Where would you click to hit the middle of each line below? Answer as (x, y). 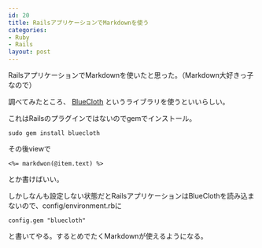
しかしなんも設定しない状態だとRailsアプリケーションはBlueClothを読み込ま (131, 196)
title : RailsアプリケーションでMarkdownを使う (79, 23)
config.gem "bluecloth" (47, 221)
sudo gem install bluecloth (54, 133)
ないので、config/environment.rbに (65, 206)
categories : (28, 30)
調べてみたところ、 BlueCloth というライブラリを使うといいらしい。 (119, 102)
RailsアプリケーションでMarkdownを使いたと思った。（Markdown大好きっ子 (131, 75)
